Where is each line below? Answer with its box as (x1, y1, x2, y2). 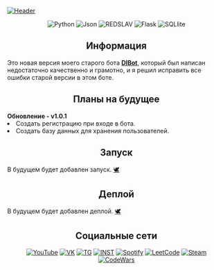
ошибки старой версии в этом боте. (7, 73, 114, 81)
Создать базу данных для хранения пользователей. (16, 126, 170, 135)
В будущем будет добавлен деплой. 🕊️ (7, 207, 121, 215)
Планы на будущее (73, 94, 160, 106)
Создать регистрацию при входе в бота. (16, 119, 136, 128)
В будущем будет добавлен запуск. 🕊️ (7, 165, 120, 174)
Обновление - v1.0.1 (7, 112, 67, 120)
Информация (86, 40, 147, 52)
